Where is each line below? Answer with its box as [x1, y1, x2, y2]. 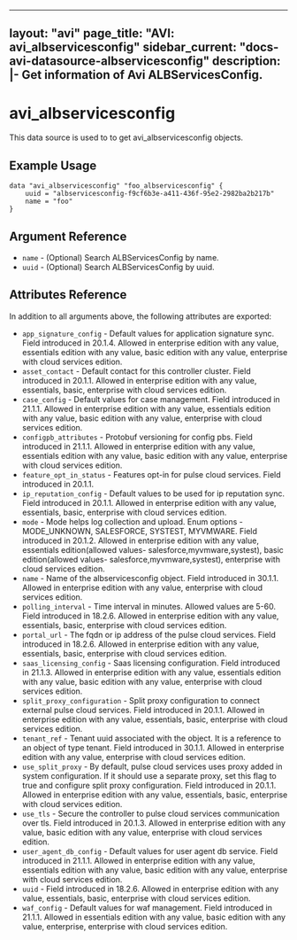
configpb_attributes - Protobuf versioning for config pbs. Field [21, 431, 254, 442]
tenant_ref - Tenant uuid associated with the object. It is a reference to [21, 733, 281, 743]
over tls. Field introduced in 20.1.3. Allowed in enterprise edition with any [21, 817, 286, 828]
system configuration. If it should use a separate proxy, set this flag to [21, 770, 277, 781]
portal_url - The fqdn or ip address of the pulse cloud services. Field [21, 629, 277, 640]
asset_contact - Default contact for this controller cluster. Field [21, 365, 251, 377]
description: [211, 54, 281, 69]
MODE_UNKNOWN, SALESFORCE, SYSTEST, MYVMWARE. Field [21, 525, 258, 536]
